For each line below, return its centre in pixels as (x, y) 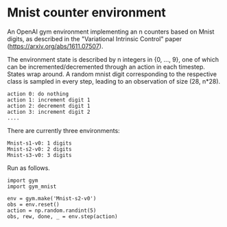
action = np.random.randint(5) (52, 211)
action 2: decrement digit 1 (49, 106)
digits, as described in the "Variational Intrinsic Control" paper (95, 38)
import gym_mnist (32, 187)
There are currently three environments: (63, 130)
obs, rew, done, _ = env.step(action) (62, 216)
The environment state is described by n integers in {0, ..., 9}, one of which (113, 59)
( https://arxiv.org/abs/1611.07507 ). (55, 46)
